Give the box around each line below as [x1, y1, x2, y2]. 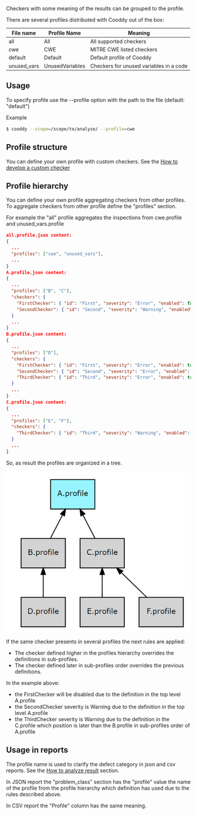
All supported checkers [90, 37, 147, 45]
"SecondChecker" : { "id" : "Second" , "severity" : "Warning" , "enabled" [16, 306, 193, 312]
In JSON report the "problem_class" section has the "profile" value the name [6, 778, 191, 785]
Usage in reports [6, 745, 69, 755]
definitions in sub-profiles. [14, 656, 79, 663]
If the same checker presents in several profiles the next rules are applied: [6, 638, 186, 645]
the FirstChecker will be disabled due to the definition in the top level [14, 691, 181, 698]
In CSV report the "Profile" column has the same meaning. [6, 802, 147, 809]
